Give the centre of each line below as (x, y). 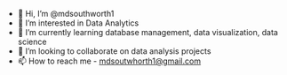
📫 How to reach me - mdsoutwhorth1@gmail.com (109, 61)
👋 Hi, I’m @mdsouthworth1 (66, 14)
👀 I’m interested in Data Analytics (78, 23)
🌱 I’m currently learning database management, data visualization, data (147, 32)
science (32, 41)
